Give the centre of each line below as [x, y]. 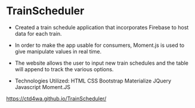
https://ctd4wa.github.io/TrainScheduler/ [56, 99]
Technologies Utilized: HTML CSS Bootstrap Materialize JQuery [93, 81]
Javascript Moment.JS [42, 87]
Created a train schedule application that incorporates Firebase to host [102, 27]
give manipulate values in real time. [58, 51]
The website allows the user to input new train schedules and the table [102, 63]
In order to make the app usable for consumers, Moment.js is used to [100, 45]
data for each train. [38, 33]
